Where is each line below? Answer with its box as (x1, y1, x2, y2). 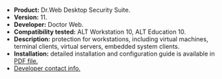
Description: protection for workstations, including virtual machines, (13, 35, 209, 43)
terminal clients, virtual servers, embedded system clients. (13, 43, 180, 50)
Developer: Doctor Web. (13, 21, 84, 28)
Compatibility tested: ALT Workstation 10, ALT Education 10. (13, 27, 186, 36)
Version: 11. (13, 13, 48, 21)
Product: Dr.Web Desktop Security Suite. (13, 6, 131, 14)
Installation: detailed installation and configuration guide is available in (13, 49, 215, 58)
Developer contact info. (13, 65, 81, 72)
